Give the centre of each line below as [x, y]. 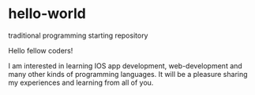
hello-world [47, 14]
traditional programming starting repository [78, 35]
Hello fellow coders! [41, 50]
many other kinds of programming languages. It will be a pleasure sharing [128, 74]
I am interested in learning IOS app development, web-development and [125, 66]
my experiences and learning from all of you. [81, 82]
